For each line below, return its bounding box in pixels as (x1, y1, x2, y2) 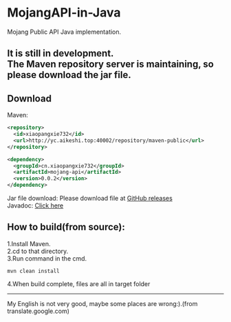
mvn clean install (7, 268, 60, 274)
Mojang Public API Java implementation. (7, 28, 122, 36)
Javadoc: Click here (7, 201, 64, 210)
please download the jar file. (7, 69, 132, 81)
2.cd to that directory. (7, 247, 69, 255)
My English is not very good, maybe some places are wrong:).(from (7, 299, 198, 308)
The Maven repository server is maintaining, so (7, 59, 214, 70)
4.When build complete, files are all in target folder (7, 279, 151, 288)
